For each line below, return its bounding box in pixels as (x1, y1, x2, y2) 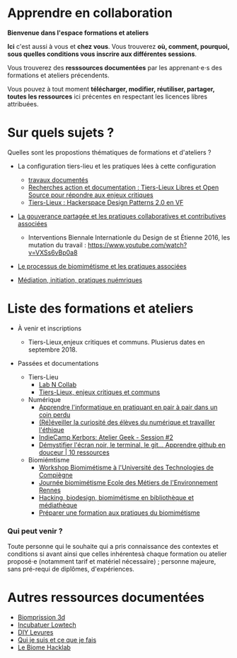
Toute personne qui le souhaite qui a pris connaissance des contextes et (7, 542, 219, 551)
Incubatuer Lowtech (17, 620, 76, 629)
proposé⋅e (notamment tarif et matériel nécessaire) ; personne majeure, (7, 557, 216, 566)
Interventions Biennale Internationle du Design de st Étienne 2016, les (28, 233, 231, 242)
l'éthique (38, 425, 65, 434)
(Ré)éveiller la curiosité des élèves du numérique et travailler (38, 418, 216, 426)
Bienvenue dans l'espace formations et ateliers (7, 28, 149, 37)
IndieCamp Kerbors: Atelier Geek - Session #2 (38, 433, 173, 441)
